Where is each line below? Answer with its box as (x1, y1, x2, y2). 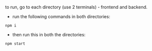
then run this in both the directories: (12, 32, 86, 37)
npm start (5, 41, 26, 46)
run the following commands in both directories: (12, 14, 110, 19)
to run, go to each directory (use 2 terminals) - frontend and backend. (5, 4, 148, 10)
